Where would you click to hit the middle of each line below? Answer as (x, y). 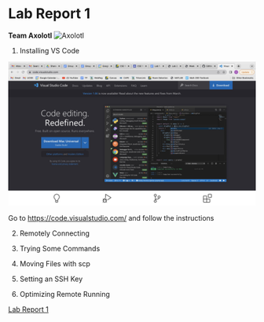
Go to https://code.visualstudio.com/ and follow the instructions (111, 218)
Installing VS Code (49, 50)
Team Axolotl (30, 35)
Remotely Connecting (55, 233)
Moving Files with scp (55, 264)
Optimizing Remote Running (64, 295)
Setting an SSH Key (51, 279)
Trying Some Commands (60, 249)
